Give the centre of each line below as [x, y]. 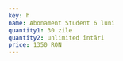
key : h [19, 15]
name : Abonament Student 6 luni [61, 23]
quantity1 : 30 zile [40, 30]
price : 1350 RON [35, 45]
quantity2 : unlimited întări [56, 38]
